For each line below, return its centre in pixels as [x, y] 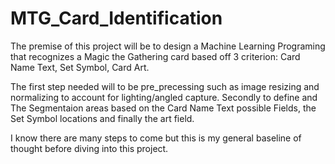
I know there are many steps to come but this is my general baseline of [156, 138]
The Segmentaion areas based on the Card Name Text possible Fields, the [163, 108]
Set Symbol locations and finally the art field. [102, 118]
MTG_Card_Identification [116, 18]
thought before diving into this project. [89, 148]
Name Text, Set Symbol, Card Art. [80, 67]
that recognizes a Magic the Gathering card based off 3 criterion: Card [155, 56]
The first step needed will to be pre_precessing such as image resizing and [165, 86]
